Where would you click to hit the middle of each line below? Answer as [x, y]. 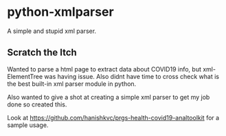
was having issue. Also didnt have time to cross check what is [132, 76]
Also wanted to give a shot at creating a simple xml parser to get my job [109, 97]
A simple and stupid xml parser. [52, 31]
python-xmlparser [61, 12]
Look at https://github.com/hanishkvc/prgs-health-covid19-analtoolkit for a [113, 117]
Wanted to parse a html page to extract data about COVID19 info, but [104, 69]
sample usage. [28, 125]
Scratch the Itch [42, 53]
